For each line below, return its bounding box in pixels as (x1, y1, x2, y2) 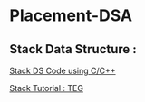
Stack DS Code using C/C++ (9, 65, 116, 76)
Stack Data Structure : (9, 42, 138, 57)
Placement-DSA (9, 5, 133, 26)
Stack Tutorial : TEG (9, 83, 84, 93)
